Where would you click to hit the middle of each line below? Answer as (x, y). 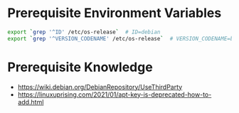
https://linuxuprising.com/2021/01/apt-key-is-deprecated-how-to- (115, 95)
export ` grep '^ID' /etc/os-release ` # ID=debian (84, 32)
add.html (31, 102)
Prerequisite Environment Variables (115, 13)
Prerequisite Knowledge (80, 67)
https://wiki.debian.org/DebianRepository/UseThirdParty (100, 87)
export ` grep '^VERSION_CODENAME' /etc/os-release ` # (90, 38)
